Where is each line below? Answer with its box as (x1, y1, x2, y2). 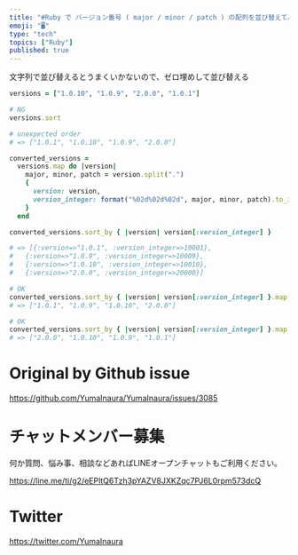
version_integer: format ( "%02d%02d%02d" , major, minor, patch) (32, 194, 272, 204)
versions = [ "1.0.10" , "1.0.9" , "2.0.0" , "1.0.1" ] (9, 90, 200, 99)
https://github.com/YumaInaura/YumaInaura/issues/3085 (9, 392, 218, 404)
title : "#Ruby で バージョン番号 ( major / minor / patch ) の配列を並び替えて (9, 12, 288, 22)
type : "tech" (9, 29, 58, 38)
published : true (9, 46, 69, 55)
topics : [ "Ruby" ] (9, 37, 74, 47)
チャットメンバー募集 (9, 427, 165, 447)
